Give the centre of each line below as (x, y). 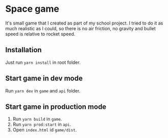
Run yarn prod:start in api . (42, 124)
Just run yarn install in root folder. (43, 62)
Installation (23, 50)
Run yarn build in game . (37, 119)
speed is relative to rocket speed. (40, 34)
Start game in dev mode (44, 78)
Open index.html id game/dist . (45, 130)
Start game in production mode (56, 107)
